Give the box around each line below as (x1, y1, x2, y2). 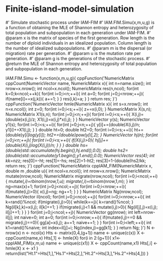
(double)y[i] (5, 132, 29, 138)
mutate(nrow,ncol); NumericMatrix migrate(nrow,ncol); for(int (5, 173, 127, 179)
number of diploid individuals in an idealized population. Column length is (5, 40, 152, 46)
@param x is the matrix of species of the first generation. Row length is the (5, 35, 155, 41)
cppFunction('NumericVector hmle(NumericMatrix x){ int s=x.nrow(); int (5, 101, 148, 107)
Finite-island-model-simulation (5, 3, 134, 15)
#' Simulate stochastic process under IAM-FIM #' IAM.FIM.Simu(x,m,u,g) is (5, 19, 155, 25)
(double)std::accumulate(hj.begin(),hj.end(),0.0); (5, 147, 102, 153)
